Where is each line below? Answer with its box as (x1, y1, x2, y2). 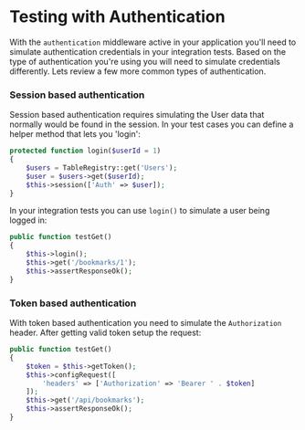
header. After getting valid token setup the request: (9, 327, 202, 339)
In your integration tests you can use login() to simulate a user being (9, 205, 270, 216)
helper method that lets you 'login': (9, 129, 142, 140)
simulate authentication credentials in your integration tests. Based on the (9, 46, 286, 57)
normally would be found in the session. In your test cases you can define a (9, 119, 294, 130)
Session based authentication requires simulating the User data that (9, 110, 265, 121)
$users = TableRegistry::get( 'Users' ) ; (26, 163, 178, 173)
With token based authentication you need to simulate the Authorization (9, 318, 282, 329)
